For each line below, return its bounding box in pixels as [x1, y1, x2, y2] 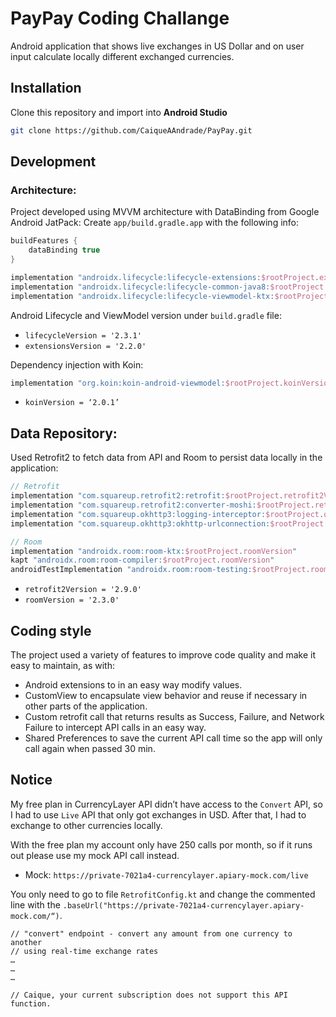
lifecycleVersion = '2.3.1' [24, 330, 142, 341]
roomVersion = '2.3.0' [24, 595, 120, 606]
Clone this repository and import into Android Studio [10, 106, 228, 118]
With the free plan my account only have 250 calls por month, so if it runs [10, 838, 313, 851]
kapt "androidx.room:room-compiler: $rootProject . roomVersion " [10, 555, 275, 566]
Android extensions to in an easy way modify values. [24, 678, 243, 691]
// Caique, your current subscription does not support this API [10, 990, 288, 1000]
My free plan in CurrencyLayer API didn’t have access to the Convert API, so [10, 798, 323, 810]
